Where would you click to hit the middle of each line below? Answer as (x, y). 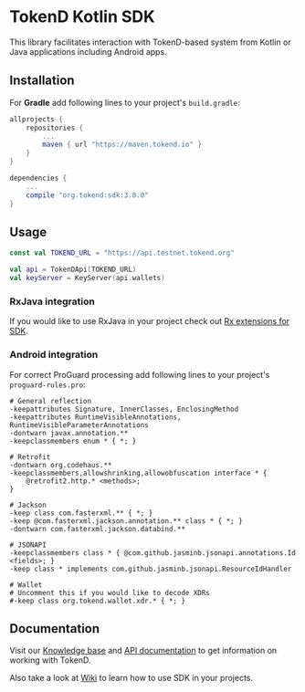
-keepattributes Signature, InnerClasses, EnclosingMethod (124, 409)
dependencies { (38, 178)
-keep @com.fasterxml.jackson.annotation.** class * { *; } (126, 521)
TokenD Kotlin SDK (82, 17)
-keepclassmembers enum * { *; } (73, 441)
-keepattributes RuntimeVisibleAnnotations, (95, 417)
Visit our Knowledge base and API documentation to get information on (143, 651)
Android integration (54, 355)
